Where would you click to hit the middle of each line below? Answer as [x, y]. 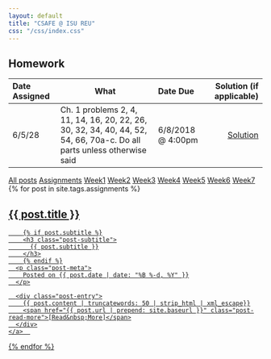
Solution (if [237, 86]
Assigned [31, 96]
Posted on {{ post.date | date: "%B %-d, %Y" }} [106, 275]
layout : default [35, 16]
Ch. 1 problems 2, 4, [99, 110]
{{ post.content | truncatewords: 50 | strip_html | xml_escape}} [137, 303]
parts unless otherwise [103, 150]
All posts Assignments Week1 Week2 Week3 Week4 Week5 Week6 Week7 [132, 180]
